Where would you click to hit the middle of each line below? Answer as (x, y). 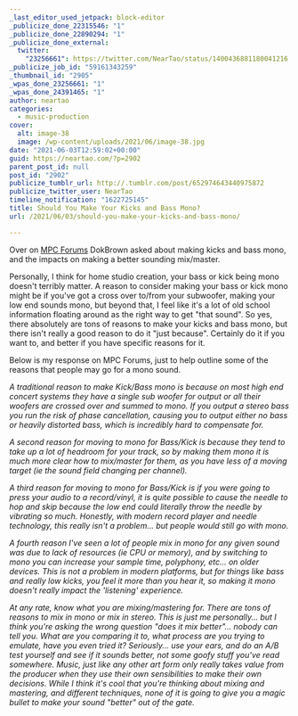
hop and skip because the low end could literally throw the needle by (136, 506)
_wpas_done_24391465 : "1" (57, 92)
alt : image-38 (43, 134)
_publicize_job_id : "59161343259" (73, 68)
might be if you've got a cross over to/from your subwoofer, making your (142, 295)
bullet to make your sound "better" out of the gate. (102, 702)
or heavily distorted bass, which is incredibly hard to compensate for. (137, 424)
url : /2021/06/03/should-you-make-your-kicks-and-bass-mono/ (125, 216)
